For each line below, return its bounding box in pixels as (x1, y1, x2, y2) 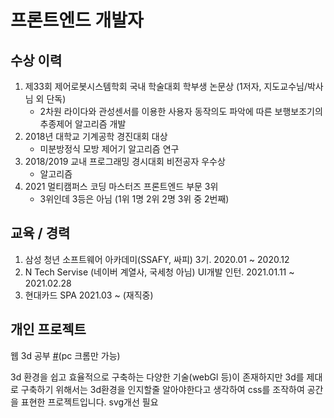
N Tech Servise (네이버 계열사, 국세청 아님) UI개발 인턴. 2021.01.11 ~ (24, 266, 295, 278)
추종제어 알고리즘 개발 (39, 118, 127, 130)
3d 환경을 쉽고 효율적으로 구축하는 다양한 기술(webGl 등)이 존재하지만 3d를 (10, 371, 305, 383)
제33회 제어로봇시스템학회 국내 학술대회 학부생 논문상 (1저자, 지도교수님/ (24, 81, 308, 92)
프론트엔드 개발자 (10, 9, 144, 32)
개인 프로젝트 (10, 321, 87, 338)
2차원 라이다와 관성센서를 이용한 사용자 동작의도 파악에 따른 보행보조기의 (39, 106, 323, 117)
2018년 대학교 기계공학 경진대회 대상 (24, 131, 168, 142)
